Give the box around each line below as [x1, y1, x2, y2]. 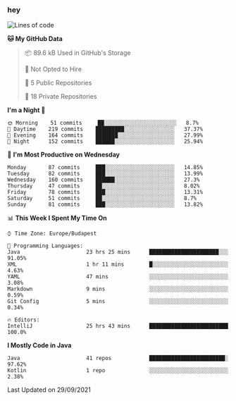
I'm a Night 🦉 [7, 106, 46, 114]
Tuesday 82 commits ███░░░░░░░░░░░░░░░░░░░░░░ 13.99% [7, 171, 203, 178]
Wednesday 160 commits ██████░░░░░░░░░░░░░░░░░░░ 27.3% [7, 176, 200, 184]
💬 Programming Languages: [7, 242, 83, 249]
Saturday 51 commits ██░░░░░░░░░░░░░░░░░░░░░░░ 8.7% [7, 195, 197, 202]
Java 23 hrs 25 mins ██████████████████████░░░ [7, 249, 229, 256]
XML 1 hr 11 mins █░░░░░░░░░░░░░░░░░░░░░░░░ [7, 261, 229, 269]
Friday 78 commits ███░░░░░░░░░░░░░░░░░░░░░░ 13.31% [7, 189, 203, 196]
